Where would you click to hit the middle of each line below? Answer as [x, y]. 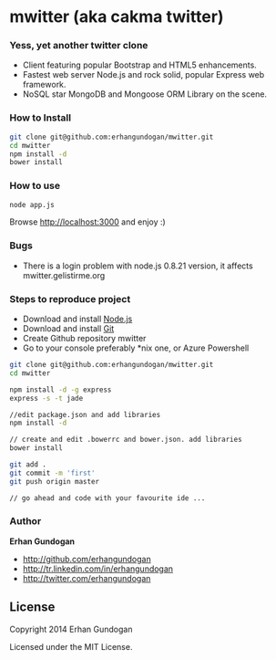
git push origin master [55, 481]
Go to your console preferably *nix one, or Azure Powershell [136, 348]
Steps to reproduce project [70, 299]
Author [26, 521]
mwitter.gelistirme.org [64, 275]
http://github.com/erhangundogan [87, 559]
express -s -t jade [46, 398]
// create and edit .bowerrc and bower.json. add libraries [126, 440]
